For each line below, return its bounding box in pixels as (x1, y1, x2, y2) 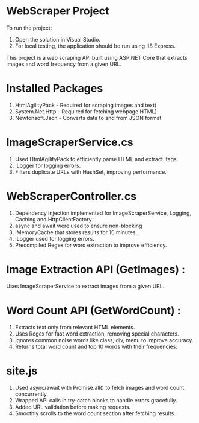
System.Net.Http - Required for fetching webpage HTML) (14, 107, 158, 115)
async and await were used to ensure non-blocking (14, 222, 142, 229)
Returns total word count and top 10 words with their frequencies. (14, 343, 177, 350)
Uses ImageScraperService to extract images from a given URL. (6, 282, 165, 290)
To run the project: (6, 24, 52, 31)
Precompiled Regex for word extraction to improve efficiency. (14, 241, 167, 249)
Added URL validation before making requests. (14, 403, 131, 410)
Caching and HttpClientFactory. (14, 215, 93, 223)
